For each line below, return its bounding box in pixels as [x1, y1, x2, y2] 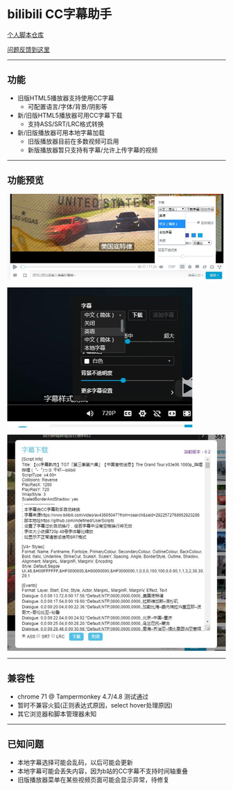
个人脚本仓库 [7, 30, 44, 39]
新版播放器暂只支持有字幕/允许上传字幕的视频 [27, 146, 158, 154]
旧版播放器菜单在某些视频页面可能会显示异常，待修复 [17, 775, 170, 784]
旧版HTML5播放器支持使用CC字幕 [17, 94, 114, 102]
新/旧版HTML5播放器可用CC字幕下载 [17, 111, 123, 119]
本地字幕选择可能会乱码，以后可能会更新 [17, 758, 133, 766]
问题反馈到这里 [7, 45, 50, 53]
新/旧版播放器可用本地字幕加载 [17, 128, 105, 137]
